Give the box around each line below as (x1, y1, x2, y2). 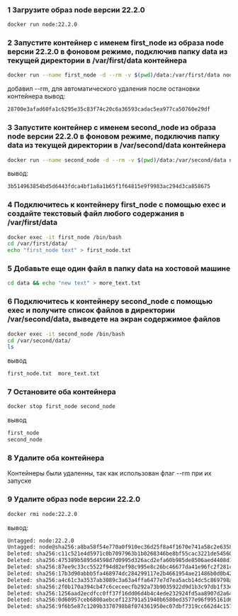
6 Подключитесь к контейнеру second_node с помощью (7, 297, 213, 307)
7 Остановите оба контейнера (7, 387, 117, 397)
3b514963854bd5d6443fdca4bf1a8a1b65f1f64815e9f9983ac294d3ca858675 (7, 183, 211, 190)
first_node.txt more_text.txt (7, 370, 100, 378)
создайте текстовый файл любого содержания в (7, 209, 185, 219)
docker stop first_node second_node (7, 403, 115, 410)
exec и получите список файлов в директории (7, 305, 176, 315)
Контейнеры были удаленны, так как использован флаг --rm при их (7, 469, 212, 478)
